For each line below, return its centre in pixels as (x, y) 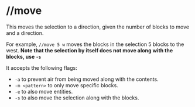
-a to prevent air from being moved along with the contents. (87, 79)
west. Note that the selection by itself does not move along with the (90, 50)
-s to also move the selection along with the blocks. (77, 98)
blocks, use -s (24, 56)
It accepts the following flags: (42, 67)
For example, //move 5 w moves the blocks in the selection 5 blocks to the (95, 44)
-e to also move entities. (44, 91)
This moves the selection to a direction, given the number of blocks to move (97, 27)
